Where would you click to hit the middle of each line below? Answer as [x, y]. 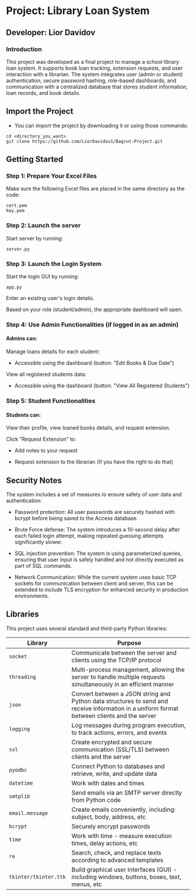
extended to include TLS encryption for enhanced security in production [101, 590]
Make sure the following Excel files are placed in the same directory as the [95, 189]
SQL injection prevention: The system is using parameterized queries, [98, 553]
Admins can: [22, 339]
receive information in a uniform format [125, 708]
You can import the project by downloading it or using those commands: [101, 125]
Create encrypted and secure [112, 742]
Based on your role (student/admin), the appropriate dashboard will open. [94, 309]
